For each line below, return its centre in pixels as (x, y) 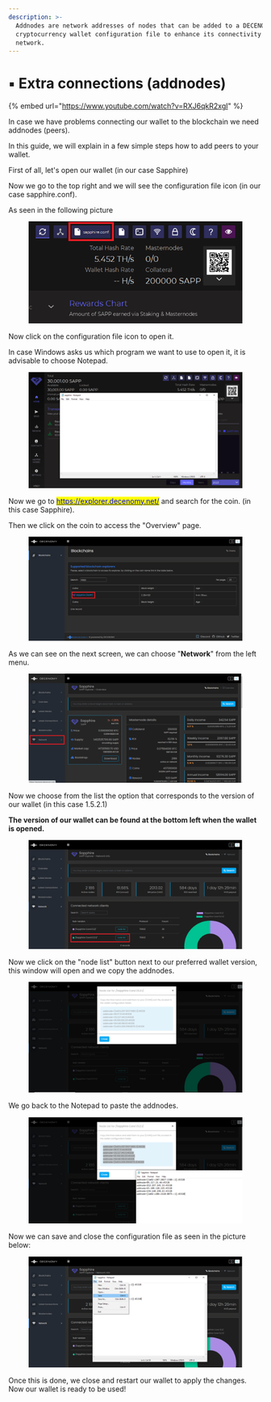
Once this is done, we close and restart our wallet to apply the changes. (128, 1380)
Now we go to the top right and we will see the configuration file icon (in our (135, 186)
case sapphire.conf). (43, 195)
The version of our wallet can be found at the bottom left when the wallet (133, 820)
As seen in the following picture (61, 210)
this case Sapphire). (42, 509)
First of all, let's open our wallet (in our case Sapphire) (98, 171)
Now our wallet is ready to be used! (67, 1389)
